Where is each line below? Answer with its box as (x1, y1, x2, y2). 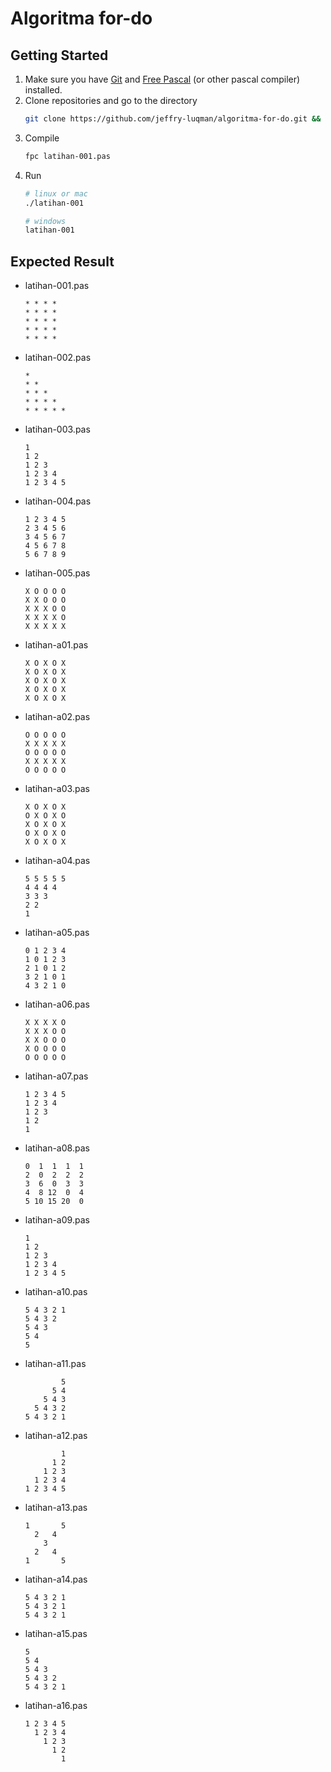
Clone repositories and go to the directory (24, 95, 198, 106)
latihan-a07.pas (24, 1070, 89, 1082)
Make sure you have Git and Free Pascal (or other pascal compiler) (24, 73, 301, 85)
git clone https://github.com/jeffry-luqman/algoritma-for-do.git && (24, 114, 322, 124)
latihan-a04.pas (24, 855, 91, 867)
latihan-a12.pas (24, 1430, 88, 1442)
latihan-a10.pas (24, 1286, 88, 1298)
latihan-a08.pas (24, 1142, 90, 1154)
